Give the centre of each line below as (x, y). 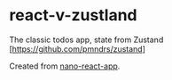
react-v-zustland (73, 15)
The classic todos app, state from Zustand (86, 40)
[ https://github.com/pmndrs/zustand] (78, 48)
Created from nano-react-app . (65, 66)
